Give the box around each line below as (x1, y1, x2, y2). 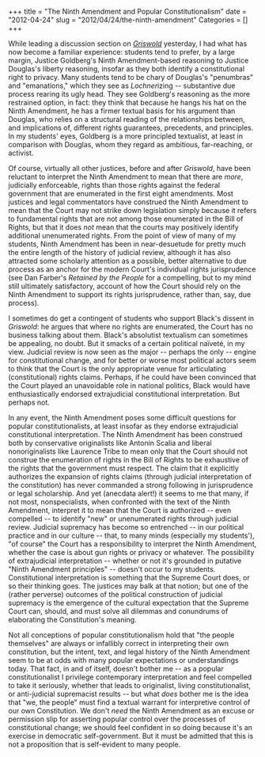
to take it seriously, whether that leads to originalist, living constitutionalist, (8, 681, 252, 690)
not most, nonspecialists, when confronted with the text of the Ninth (8, 497, 230, 506)
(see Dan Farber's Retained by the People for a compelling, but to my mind (8, 273, 252, 282)
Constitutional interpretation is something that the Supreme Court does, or (8, 573, 251, 582)
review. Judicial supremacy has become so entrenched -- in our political (8, 523, 244, 531)
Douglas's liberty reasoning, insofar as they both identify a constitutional (8, 64, 245, 74)
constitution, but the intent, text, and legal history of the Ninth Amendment (8, 647, 251, 656)
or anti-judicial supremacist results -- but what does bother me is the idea (8, 689, 249, 698)
